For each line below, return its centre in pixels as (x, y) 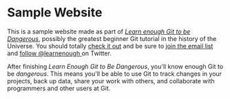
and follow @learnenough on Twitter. (60, 53)
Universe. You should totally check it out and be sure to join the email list (110, 46)
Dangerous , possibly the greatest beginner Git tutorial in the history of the (112, 38)
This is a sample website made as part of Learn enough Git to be (99, 31)
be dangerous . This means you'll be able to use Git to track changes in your (115, 74)
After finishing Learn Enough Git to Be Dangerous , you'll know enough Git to (115, 66)
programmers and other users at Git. (59, 88)
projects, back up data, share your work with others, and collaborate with (111, 81)
